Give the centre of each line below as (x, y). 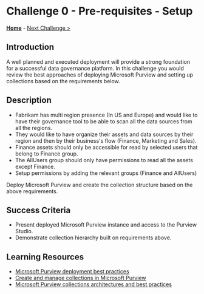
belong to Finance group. (46, 154)
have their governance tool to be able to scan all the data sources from (104, 121)
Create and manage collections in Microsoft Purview (81, 278)
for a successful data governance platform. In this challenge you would (95, 68)
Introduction (30, 47)
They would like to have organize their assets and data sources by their (104, 134)
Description (29, 101)
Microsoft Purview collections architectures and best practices (93, 284)
